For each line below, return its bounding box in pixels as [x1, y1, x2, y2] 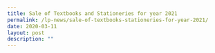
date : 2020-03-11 [7, 23, 57, 30]
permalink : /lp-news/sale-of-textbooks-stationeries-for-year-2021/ [7, 17, 209, 23]
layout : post [7, 29, 45, 36]
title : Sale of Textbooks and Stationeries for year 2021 [7, 10, 178, 17]
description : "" [7, 36, 54, 43]
